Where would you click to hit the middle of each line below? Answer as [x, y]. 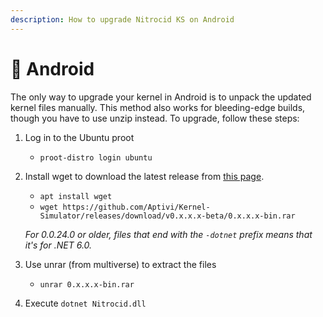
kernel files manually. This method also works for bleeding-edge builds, [158, 107]
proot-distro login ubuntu [96, 157]
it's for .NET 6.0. [58, 245]
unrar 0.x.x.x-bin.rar [87, 284]
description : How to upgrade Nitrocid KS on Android [122, 19]
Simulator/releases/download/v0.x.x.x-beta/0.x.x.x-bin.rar [167, 216]
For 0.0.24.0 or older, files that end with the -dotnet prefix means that [168, 234]
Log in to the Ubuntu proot [79, 137]
